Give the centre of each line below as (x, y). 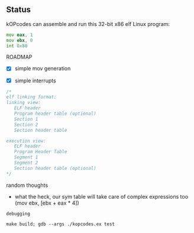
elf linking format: (32, 97)
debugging (18, 213)
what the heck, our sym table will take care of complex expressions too (101, 196)
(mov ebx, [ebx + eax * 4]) (47, 203)
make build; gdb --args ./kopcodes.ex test (61, 224)
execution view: (26, 141)
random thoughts (27, 185)
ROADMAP (19, 57)
